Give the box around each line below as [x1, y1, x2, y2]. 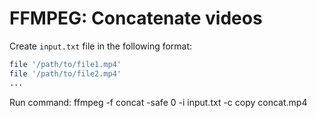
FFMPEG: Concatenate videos [9, 7, 263, 30]
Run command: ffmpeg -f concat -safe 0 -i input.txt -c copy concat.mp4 [9, 96, 308, 108]
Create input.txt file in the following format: [9, 40, 193, 52]
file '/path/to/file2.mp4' [9, 68, 122, 79]
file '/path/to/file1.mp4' [9, 59, 122, 69]
